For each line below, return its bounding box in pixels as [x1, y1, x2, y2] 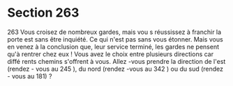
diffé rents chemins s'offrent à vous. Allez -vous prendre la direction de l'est [7, 57, 226, 65]
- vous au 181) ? [7, 71, 52, 80]
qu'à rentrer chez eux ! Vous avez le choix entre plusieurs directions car [7, 50, 214, 58]
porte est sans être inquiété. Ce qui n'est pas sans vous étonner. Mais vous [7, 35, 223, 43]
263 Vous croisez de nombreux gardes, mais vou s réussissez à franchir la [7, 28, 222, 36]
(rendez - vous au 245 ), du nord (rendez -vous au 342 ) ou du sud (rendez [7, 64, 224, 73]
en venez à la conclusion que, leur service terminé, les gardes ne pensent [7, 42, 220, 51]
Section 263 [7, 5, 80, 21]
